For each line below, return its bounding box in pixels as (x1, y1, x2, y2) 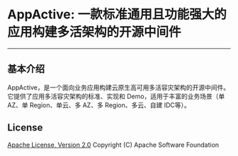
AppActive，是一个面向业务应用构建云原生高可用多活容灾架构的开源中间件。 (7, 83, 230, 92)
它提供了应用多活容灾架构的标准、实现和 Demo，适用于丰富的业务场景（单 (7, 92, 225, 100)
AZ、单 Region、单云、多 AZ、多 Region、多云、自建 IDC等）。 (7, 100, 191, 109)
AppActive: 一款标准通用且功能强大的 (7, 6, 227, 23)
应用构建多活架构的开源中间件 (7, 24, 182, 40)
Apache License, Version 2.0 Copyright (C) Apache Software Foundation (7, 140, 220, 149)
